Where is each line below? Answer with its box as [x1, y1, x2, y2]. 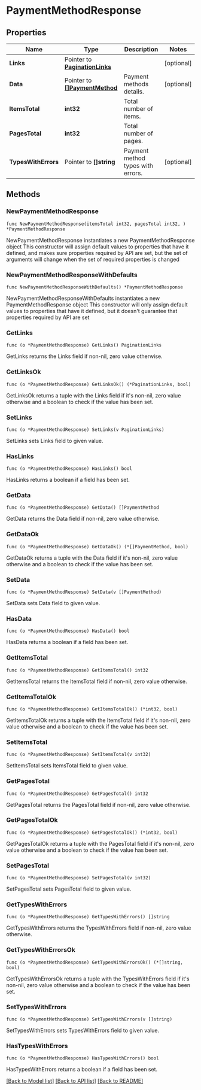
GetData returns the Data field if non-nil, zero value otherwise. [6, 515, 160, 523]
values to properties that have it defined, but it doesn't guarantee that [6, 307, 178, 314]
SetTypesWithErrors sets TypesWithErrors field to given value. [6, 1027, 160, 1034]
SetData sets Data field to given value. [6, 600, 100, 607]
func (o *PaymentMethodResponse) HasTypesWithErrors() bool [6, 1055, 160, 1061]
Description [124, 45, 159, 53]
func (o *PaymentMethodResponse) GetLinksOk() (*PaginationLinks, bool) [6, 381, 191, 387]
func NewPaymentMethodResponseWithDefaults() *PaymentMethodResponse [6, 284, 184, 290]
